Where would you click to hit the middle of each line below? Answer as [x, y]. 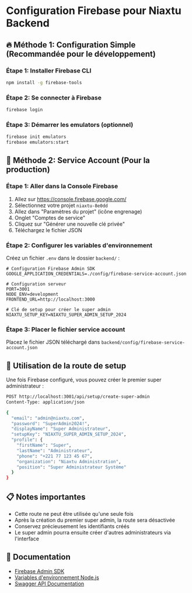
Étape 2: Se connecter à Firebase [54, 98]
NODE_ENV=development [32, 294]
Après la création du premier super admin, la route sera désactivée [95, 520]
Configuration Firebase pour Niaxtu [94, 11]
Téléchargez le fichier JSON [48, 230]
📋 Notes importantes [46, 497]
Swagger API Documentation [49, 584]
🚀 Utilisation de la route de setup [66, 366]
